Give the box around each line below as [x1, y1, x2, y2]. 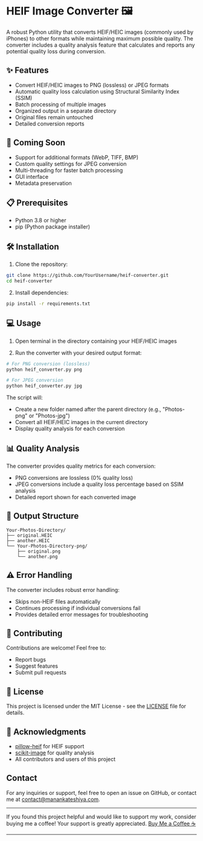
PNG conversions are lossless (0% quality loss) [14, 474, 134, 481]
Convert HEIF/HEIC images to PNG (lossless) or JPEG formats [14, 81, 169, 88]
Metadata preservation [14, 179, 72, 187]
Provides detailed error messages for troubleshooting [14, 611, 149, 618]
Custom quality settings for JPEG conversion [14, 160, 127, 167]
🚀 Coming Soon [6, 138, 65, 148]
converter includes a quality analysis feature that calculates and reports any [6, 41, 195, 48]
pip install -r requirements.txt [6, 301, 91, 307]
